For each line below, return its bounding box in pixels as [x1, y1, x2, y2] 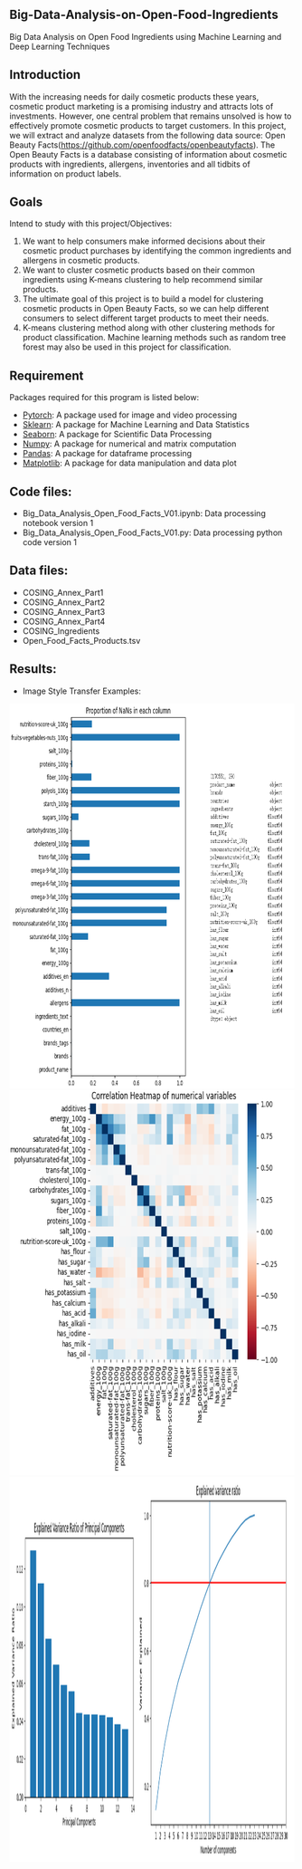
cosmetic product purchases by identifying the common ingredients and [22, 245, 292, 256]
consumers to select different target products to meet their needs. [22, 312, 269, 324]
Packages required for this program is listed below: [9, 392, 200, 403]
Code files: [9, 484, 72, 499]
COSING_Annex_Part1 [22, 587, 104, 598]
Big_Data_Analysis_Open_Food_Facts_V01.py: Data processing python [22, 527, 283, 538]
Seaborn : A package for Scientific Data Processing [22, 429, 212, 440]
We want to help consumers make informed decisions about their [22, 235, 266, 247]
